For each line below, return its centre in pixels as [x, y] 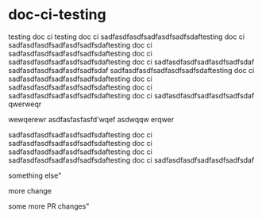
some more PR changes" [49, 206]
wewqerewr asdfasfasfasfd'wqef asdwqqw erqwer [91, 119]
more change [30, 190]
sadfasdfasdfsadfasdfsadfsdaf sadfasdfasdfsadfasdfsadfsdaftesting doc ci [131, 70]
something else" [35, 175]
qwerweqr [25, 104]
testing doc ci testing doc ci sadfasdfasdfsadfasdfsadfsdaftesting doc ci [126, 36]
